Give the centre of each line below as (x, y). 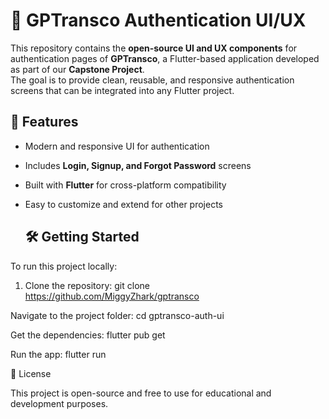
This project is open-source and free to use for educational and (141, 393)
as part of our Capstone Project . (77, 69)
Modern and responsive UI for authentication (117, 146)
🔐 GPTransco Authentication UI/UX (158, 20)
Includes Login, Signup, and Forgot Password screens (138, 165)
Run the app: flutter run (58, 354)
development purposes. (59, 403)
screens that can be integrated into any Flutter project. (122, 90)
